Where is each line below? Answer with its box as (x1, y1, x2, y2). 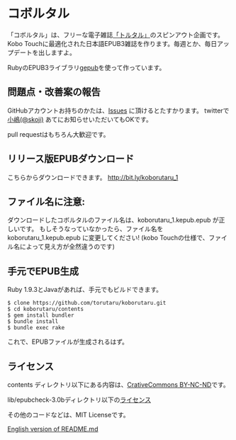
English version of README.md (7, 425, 99, 433)
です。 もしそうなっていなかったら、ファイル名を (19, 225, 164, 233)
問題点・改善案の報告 (7, 86, 101, 98)
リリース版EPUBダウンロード (7, 153, 135, 165)
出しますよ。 (38, 48, 76, 57)
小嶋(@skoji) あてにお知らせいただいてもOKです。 (7, 115, 152, 123)
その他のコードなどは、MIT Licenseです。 (7, 411, 130, 419)
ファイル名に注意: (7, 196, 86, 208)
